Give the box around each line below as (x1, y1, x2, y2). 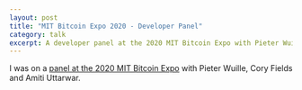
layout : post (9, 13, 58, 22)
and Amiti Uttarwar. (9, 73, 81, 84)
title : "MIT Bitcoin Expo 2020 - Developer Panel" (9, 22, 203, 31)
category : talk (9, 30, 67, 39)
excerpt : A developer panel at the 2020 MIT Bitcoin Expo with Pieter (9, 38, 280, 48)
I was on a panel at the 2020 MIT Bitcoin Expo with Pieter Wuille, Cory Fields (9, 63, 293, 74)
